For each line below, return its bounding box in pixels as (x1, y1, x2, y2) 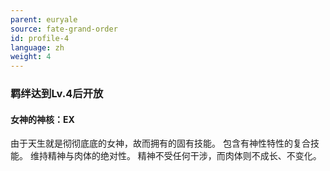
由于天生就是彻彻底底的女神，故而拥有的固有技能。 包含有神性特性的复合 (10, 137, 311, 150)
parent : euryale (10, 14, 78, 25)
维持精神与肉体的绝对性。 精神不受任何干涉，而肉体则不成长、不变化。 (29, 150, 322, 162)
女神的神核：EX (10, 113, 75, 125)
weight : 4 (10, 52, 52, 62)
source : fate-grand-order (10, 24, 118, 34)
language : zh (10, 42, 65, 53)
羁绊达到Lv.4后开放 (10, 87, 104, 101)
